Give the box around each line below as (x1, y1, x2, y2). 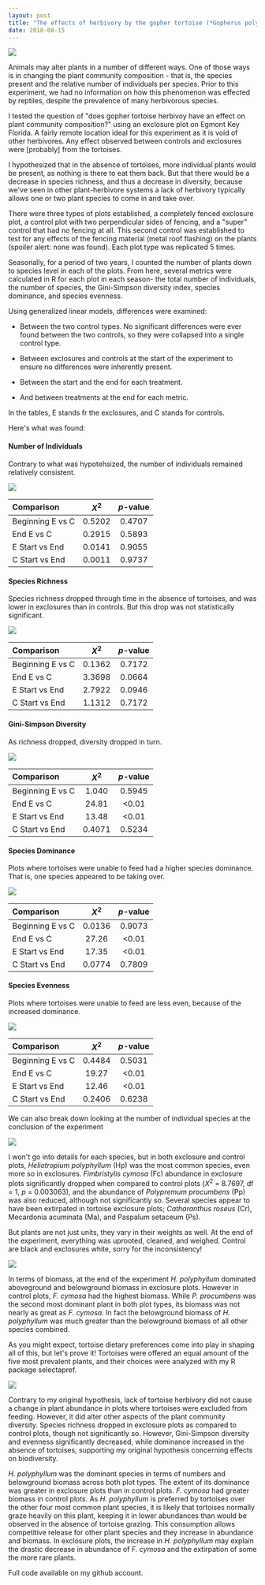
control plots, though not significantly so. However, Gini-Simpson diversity (8, 1428, 250, 1438)
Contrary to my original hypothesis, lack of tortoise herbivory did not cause (8, 1395, 252, 1404)
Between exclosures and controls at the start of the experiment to (19, 354, 233, 364)
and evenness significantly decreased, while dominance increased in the (8, 1437, 244, 1446)
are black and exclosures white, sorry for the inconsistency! (8, 1244, 203, 1254)
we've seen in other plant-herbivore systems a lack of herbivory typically (8, 185, 246, 195)
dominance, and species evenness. (8, 291, 123, 300)
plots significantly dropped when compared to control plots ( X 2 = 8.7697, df (8, 1177, 254, 1188)
